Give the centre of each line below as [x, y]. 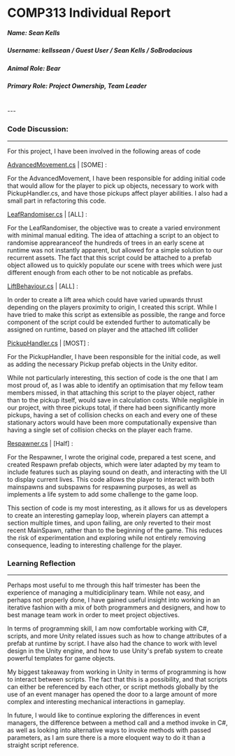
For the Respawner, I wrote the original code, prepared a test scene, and [112, 457]
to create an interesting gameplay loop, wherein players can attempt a [108, 515]
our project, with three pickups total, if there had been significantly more [112, 407]
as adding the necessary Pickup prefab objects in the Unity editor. [102, 364]
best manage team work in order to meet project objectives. [93, 614]
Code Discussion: [38, 129]
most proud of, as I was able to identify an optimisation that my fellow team [115, 385]
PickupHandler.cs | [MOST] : [48, 343]
